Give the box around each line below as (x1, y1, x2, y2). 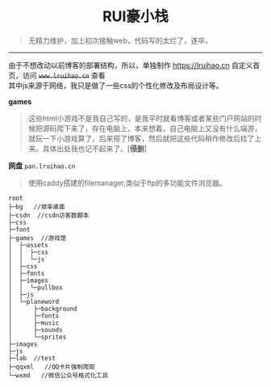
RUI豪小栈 (102, 7, 169, 26)
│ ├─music (8, 318, 60, 327)
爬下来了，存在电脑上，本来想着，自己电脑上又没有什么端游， (56, 123, 262, 133)
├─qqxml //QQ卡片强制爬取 (8, 363, 95, 371)
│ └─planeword (8, 297, 60, 305)
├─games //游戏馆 (8, 233, 67, 242)
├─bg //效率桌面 (8, 203, 65, 211)
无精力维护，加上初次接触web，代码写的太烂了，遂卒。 (27, 36, 212, 45)
